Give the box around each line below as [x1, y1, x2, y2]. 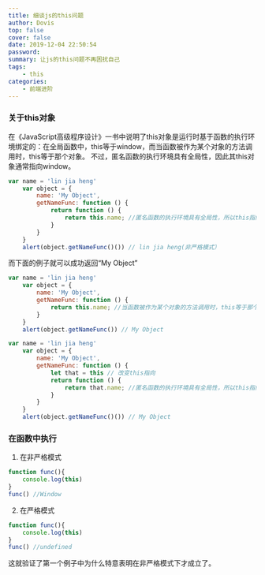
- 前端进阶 [22, 84, 54, 93]
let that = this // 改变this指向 [50, 368, 156, 377]
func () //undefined [8, 543, 73, 551]
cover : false [8, 33, 51, 42]
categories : [8, 77, 47, 85]
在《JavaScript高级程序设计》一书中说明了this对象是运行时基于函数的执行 [8, 132, 248, 141]
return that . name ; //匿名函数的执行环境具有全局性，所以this [64, 383, 250, 391]
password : [8, 48, 41, 56]
